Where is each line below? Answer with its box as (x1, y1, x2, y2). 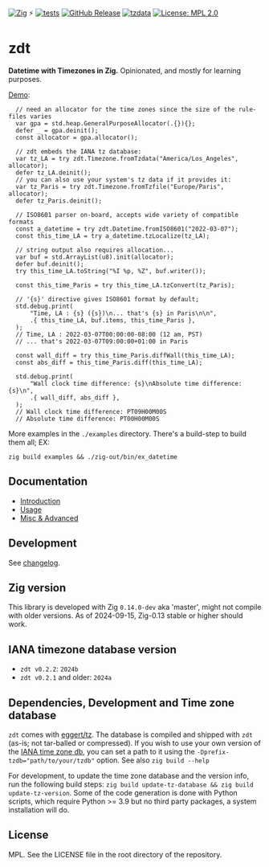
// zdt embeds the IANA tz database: (15, 147, 142, 156)
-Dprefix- (196, 748, 230, 756)
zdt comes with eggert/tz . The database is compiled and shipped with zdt (8, 730, 253, 739)
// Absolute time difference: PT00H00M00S (15, 415, 160, 423)
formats (8, 218, 35, 226)
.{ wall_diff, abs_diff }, (29, 394, 120, 402)
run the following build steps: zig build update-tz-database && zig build (8, 779, 255, 789)
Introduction (19, 496, 61, 505)
